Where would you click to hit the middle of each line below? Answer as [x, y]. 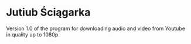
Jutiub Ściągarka [48, 12]
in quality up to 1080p [32, 34]
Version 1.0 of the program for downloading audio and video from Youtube [96, 28]
